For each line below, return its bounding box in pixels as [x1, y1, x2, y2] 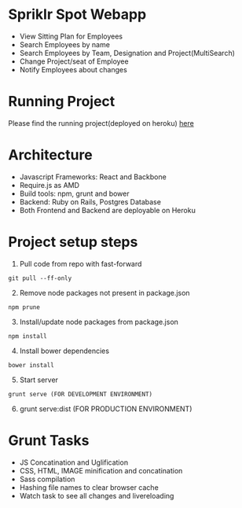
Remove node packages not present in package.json [19, 288, 190, 297]
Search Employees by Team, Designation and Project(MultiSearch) [19, 48, 236, 57]
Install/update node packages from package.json [19, 317, 179, 326]
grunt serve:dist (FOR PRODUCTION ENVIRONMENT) [19, 403, 192, 414]
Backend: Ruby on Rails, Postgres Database [19, 197, 161, 206]
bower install [8, 361, 55, 369]
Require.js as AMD [19, 180, 80, 190]
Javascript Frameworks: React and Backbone [19, 171, 167, 182]
